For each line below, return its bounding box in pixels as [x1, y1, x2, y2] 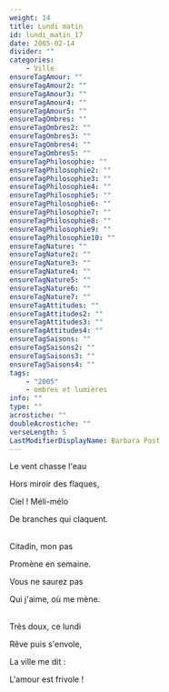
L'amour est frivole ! [9, 674, 84, 685]
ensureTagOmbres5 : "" [9, 148, 92, 157]
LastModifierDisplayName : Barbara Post [9, 436, 161, 446]
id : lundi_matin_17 [9, 30, 84, 39]
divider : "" [9, 47, 55, 56]
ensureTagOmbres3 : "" [9, 132, 92, 141]
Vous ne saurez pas [9, 577, 84, 587]
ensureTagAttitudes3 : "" [9, 317, 104, 327]
